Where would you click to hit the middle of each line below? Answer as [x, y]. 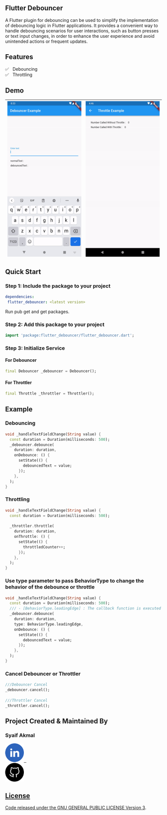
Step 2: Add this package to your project [55, 324]
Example [19, 409]
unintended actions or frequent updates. [46, 41]
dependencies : [20, 297]
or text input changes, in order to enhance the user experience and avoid [80, 36]
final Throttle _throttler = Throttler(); [50, 394]
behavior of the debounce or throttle [50, 587]
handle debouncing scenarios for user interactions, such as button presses [82, 31]
